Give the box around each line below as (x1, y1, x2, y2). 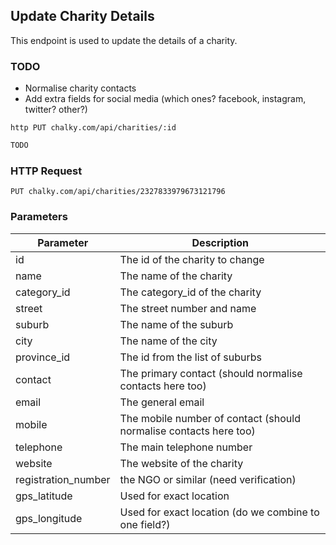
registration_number (15, 472, 111, 486)
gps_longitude (15, 511, 83, 525)
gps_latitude (15, 489, 73, 503)
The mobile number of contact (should (119, 411, 301, 425)
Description (191, 235, 249, 249)
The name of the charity (119, 269, 233, 283)
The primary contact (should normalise (119, 366, 303, 380)
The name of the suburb (119, 317, 234, 331)
